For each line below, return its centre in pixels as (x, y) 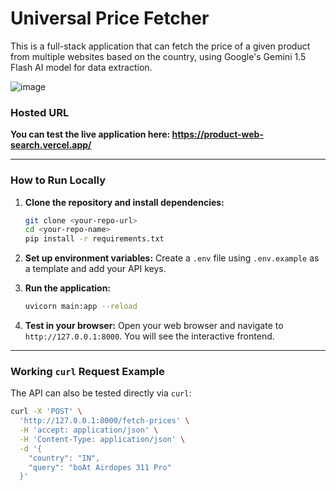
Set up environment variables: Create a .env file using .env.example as (172, 258)
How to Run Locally (58, 180)
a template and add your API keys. (95, 269)
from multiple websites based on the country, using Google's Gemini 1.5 (158, 56)
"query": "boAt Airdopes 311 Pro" (100, 467)
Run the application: (68, 288)
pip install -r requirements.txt (94, 239)
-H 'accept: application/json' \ (89, 430)
